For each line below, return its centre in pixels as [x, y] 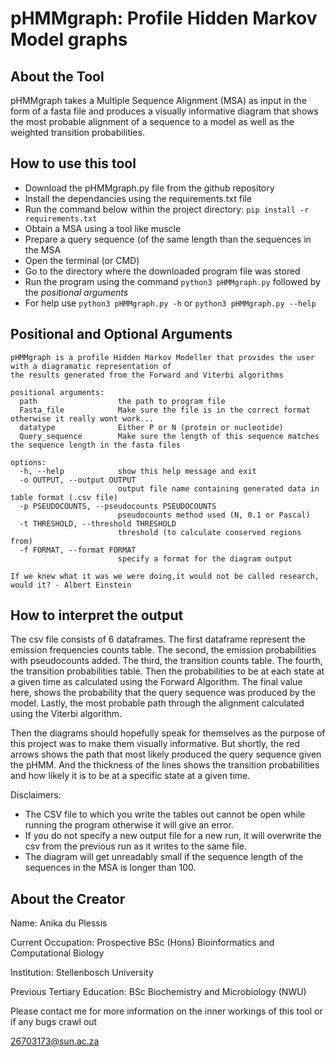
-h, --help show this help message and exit [138, 471]
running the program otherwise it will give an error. [129, 825]
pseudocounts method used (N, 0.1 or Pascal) [214, 515]
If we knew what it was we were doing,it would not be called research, [165, 576]
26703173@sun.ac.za [55, 1041]
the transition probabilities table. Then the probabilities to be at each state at [167, 671]
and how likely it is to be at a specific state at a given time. [130, 776]
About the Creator [68, 898]
